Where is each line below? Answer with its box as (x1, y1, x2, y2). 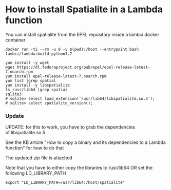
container (5, 37, 26, 43)
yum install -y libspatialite (5, 82, 70, 88)
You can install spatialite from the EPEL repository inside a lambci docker (5, 31, 160, 37)
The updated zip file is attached (5, 155, 73, 161)
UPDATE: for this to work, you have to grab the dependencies (5, 124, 135, 130)
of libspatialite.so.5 (5, 130, 46, 136)
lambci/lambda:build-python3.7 (5, 51, 72, 56)
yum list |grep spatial (5, 78, 56, 83)
